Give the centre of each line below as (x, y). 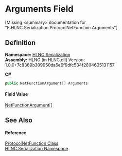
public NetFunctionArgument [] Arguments (47, 83)
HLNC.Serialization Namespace (36, 149)
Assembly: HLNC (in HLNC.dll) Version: (45, 60)
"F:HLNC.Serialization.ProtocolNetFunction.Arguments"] (61, 27)
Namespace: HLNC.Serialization (38, 54)
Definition (20, 43)
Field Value (17, 94)
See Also (19, 120)
